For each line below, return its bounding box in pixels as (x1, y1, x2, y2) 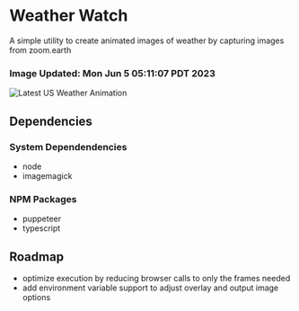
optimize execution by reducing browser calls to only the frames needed (22, 273, 291, 284)
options (22, 292, 51, 303)
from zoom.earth (9, 44, 72, 55)
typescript (22, 223, 61, 234)
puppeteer (22, 213, 61, 225)
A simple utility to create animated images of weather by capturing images (9, 35, 285, 46)
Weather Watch (9, 5, 128, 26)
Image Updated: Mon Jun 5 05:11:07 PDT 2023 (9, 67, 215, 79)
